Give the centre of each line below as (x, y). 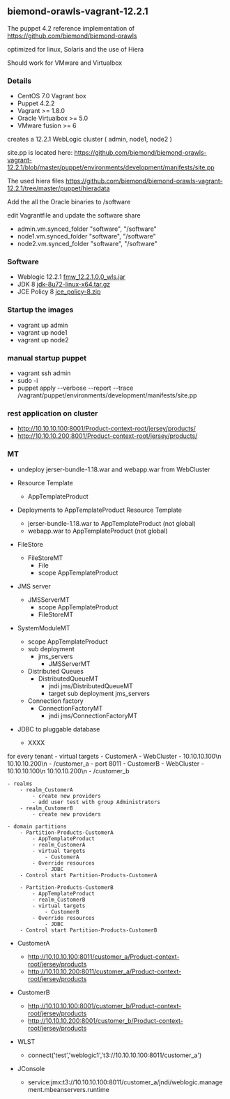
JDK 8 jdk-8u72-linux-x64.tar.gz (64, 285)
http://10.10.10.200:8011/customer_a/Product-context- (105, 971)
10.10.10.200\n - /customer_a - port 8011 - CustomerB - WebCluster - (106, 764)
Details (20, 81)
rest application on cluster (53, 413)
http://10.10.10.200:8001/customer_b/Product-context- (105, 1020)
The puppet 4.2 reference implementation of (71, 28)
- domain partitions (37, 826)
